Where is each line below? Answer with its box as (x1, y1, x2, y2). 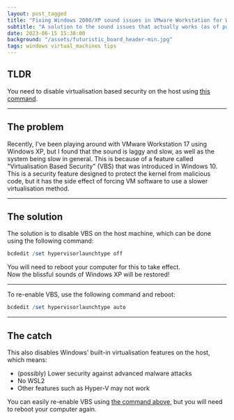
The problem (7, 121, 64, 133)
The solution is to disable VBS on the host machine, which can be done (7, 230, 211, 238)
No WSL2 (17, 377, 45, 384)
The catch (7, 329, 52, 342)
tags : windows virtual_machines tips (7, 43, 117, 50)
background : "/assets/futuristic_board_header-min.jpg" (7, 36, 173, 43)
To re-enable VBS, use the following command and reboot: (7, 290, 175, 299)
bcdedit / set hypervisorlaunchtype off (7, 250, 123, 257)
